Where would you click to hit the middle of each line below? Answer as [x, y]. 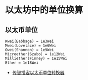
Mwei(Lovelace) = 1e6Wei [31, 46]
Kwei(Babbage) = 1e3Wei [30, 41]
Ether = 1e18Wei [22, 63]
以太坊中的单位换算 [44, 10]
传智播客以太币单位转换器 [38, 72]
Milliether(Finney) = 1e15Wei [36, 58]
